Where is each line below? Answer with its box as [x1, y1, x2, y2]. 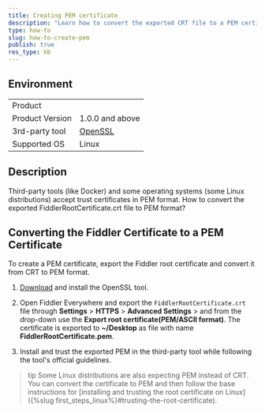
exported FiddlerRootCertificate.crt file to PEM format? [8, 203, 186, 212]
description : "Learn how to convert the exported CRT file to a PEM [8, 19, 238, 27]
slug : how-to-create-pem [8, 33, 90, 42]
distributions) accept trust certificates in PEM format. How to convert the [8, 194, 244, 204]
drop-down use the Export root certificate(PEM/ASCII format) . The [19, 315, 241, 325]
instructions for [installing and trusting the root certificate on [27, 388, 224, 397]
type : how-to [8, 26, 51, 34]
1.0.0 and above [79, 112, 140, 123]
